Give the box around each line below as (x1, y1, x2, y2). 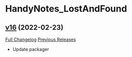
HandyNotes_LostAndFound (5, 3, 127, 15)
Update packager (12, 46, 49, 52)
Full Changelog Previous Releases (5, 36, 76, 42)
